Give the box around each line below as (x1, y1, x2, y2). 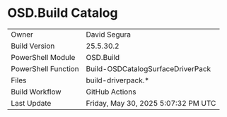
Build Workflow (11, 87, 62, 97)
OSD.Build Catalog (7, 5, 118, 21)
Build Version (11, 41, 55, 51)
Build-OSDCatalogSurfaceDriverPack (86, 63, 211, 73)
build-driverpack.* (86, 75, 150, 85)
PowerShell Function (11, 63, 79, 73)
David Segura (86, 30, 131, 39)
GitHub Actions (86, 87, 136, 97)
